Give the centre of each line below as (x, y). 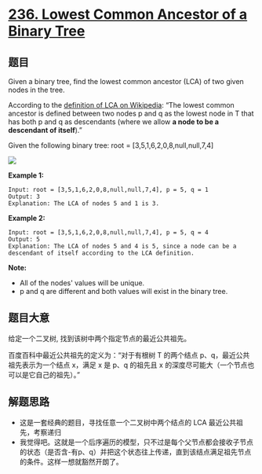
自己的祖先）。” (58, 374)
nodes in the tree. (36, 90)
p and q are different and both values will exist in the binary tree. (124, 291)
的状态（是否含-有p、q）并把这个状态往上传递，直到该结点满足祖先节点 (135, 452)
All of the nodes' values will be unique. (82, 283)
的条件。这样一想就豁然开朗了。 (71, 461)
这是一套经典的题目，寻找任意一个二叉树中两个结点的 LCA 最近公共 (128, 422)
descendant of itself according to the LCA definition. (101, 253)
